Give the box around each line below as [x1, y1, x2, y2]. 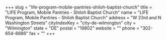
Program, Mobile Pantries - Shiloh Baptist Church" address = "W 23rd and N [5, 15, 162, 20]
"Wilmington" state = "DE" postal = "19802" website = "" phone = [5, 25, 140, 31]
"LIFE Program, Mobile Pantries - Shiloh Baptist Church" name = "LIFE [5, 9, 149, 15]
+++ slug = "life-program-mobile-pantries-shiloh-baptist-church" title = [5, 4, 153, 10]
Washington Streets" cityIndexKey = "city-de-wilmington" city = [5, 20, 136, 26]
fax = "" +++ [29, 31, 55, 36]
